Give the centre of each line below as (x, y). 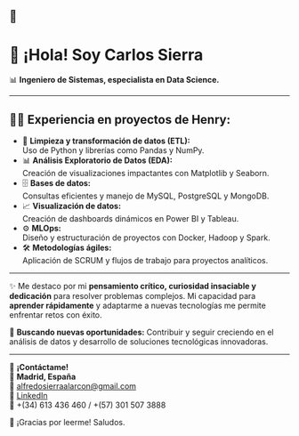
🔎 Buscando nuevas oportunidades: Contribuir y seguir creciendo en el (141, 332)
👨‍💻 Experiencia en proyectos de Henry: (120, 120)
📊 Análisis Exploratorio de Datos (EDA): (97, 160)
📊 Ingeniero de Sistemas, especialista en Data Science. (114, 80)
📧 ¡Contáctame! (39, 367)
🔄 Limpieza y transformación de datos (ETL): (106, 141)
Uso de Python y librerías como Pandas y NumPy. (113, 150)
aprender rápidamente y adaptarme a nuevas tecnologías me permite (138, 306)
